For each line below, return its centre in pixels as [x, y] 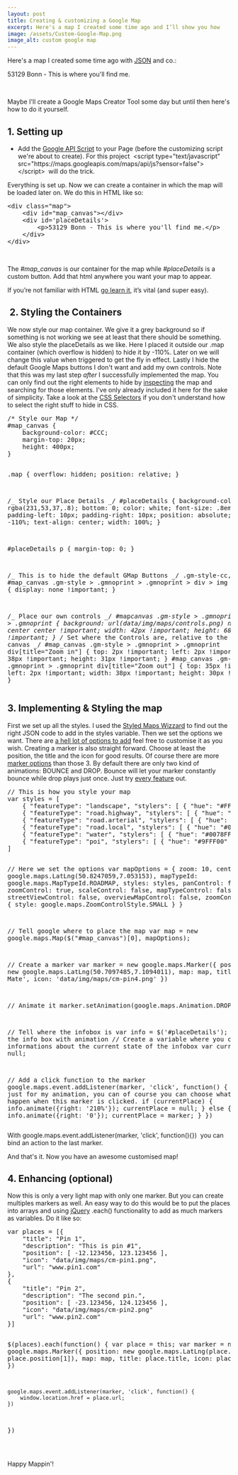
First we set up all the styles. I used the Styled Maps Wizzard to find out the [118, 725]
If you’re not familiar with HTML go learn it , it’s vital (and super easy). [108, 290]
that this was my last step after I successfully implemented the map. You [113, 375]
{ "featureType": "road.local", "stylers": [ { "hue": [120, 827]
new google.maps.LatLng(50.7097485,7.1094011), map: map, [110, 972]
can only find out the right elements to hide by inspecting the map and [110, 382]
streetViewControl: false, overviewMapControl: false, [104, 897]
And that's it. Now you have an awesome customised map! [93, 1156]
